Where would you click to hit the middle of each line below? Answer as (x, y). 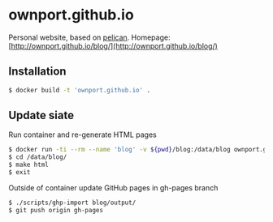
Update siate (41, 115)
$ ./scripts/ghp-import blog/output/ (72, 203)
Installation (37, 72)
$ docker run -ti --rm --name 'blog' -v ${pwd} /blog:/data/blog (119, 150)
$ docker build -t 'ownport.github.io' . (80, 90)
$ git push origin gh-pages (56, 210)
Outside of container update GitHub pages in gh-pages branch (113, 187)
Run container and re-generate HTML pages (82, 134)
